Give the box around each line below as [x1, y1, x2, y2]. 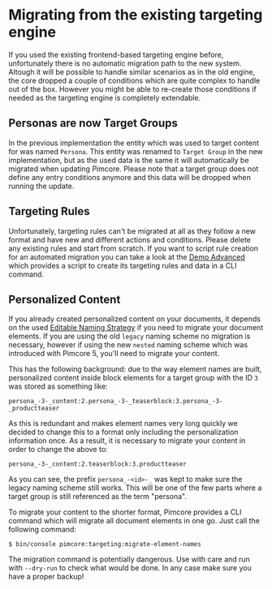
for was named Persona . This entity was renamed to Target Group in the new [8, 146, 264, 156]
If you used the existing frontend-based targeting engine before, [8, 49, 224, 59]
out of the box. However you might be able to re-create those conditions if [8, 84, 257, 94]
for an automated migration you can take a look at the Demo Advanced [8, 252, 245, 261]
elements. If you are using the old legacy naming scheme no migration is [8, 331, 251, 342]
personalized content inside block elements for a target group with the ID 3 [8, 373, 258, 383]
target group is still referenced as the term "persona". [8, 492, 187, 501]
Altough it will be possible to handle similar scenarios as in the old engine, [8, 67, 256, 76]
